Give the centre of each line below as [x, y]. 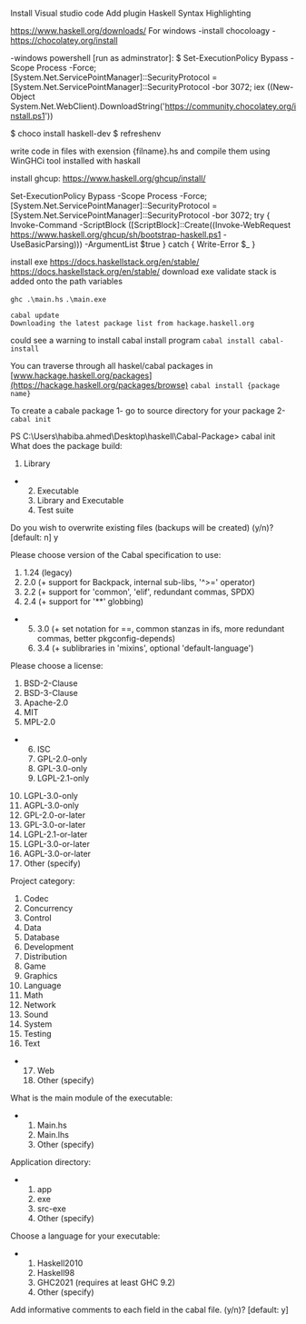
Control [38, 918]
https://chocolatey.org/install [64, 40]
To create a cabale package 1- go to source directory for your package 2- [148, 411]
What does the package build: [66, 446]
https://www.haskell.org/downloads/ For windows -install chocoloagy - [143, 30]
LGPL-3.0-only [50, 796]
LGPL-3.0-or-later [56, 844]
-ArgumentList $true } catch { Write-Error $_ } [170, 244]
